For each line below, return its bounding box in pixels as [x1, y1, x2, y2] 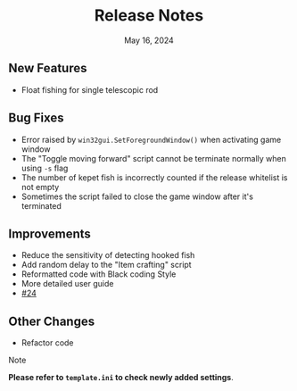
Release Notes [94, 5, 204, 26]
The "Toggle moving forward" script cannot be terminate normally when [21, 153, 287, 163]
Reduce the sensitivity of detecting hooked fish [21, 250, 195, 261]
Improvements [8, 226, 91, 241]
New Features [8, 61, 87, 76]
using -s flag [21, 162, 69, 173]
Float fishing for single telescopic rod [21, 84, 159, 95]
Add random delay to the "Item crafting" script [21, 260, 193, 270]
